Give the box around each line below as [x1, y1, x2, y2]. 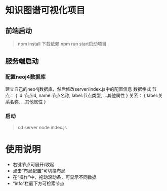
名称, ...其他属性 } [9, 98, 46, 104]
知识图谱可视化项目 [5, 5, 86, 16]
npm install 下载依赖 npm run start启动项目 [17, 41, 107, 47]
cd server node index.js [17, 124, 67, 130]
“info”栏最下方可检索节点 [12, 180, 65, 186]
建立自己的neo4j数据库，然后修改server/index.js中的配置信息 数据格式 [5, 86, 151, 92]
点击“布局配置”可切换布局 [12, 168, 66, 174]
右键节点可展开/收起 [12, 161, 55, 167]
